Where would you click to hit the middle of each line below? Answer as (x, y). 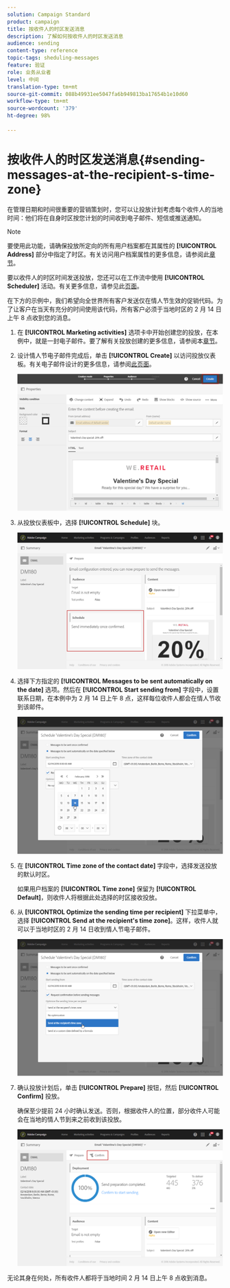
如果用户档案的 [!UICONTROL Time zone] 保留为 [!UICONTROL (106, 888)
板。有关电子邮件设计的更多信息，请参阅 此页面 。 (86, 364)
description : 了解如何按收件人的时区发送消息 (65, 36)
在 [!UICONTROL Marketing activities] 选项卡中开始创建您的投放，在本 (118, 332)
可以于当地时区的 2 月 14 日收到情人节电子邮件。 (85, 929)
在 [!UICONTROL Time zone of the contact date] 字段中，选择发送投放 (117, 865)
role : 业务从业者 (29, 72)
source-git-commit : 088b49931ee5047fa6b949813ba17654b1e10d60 (98, 94)
